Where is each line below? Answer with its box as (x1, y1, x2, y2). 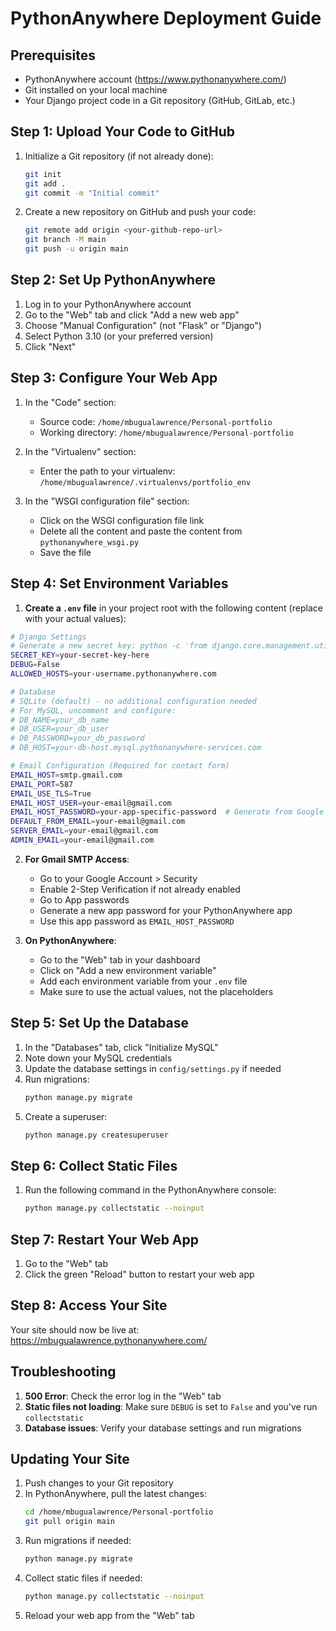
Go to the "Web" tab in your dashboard (39, 953, 201, 966)
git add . (24, 178, 67, 189)
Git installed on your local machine (24, 84, 168, 96)
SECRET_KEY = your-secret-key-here (10, 650, 150, 661)
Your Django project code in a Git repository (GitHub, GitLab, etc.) (24, 95, 296, 106)
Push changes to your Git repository (24, 1477, 174, 1489)
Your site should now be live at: (10, 1323, 140, 1336)
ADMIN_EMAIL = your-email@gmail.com (10, 835, 155, 845)
